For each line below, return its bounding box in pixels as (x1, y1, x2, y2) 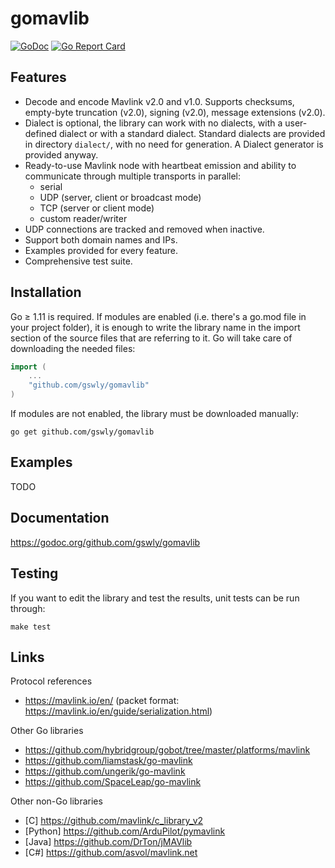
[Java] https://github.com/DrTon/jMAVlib (24, 836, 193, 848)
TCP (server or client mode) (39, 202, 155, 214)
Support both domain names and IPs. (24, 233, 178, 246)
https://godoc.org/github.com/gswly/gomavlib (10, 536, 201, 548)
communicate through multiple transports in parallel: (24, 170, 242, 182)
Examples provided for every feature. (24, 244, 179, 256)
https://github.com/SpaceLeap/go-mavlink (24, 776, 202, 788)
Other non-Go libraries (10, 795, 103, 807)
